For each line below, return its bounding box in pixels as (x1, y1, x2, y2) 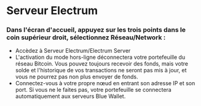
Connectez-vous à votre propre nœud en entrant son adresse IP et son (15, 80, 195, 87)
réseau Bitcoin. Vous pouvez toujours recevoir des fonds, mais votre (15, 60, 189, 67)
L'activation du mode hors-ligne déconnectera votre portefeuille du (15, 53, 186, 61)
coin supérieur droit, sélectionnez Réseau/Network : (6, 33, 166, 42)
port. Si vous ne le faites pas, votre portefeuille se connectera (15, 86, 172, 94)
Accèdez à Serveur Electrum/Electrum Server (15, 47, 131, 55)
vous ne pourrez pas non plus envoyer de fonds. (15, 73, 138, 80)
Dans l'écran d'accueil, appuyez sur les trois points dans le (6, 26, 186, 34)
